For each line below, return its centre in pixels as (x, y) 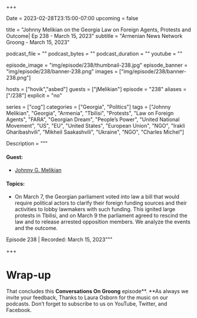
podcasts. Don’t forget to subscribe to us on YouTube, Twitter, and (87, 304)
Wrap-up (29, 275)
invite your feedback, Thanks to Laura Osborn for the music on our (87, 298)
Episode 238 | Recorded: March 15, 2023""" (60, 239)
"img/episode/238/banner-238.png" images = (62, 71)
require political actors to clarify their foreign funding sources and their (101, 203)
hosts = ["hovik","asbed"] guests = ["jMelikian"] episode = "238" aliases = (96, 89)
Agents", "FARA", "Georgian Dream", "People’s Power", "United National (93, 119)
